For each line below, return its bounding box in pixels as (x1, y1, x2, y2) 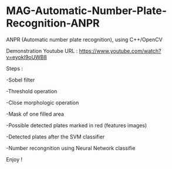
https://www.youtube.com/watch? (79, 47, 161, 54)
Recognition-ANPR (6, 16, 100, 30)
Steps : (6, 65, 23, 72)
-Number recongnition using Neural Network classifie (6, 144, 136, 151)
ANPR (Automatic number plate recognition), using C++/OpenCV (6, 36, 163, 43)
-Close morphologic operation (6, 99, 79, 106)
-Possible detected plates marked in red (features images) (6, 121, 147, 129)
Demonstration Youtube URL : (6, 47, 78, 54)
